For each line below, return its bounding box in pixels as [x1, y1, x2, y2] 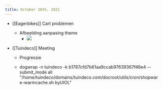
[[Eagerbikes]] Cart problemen [12, 20, 74, 26]
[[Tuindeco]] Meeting [12, 45, 55, 51]
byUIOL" [55, 79, 72, 85]
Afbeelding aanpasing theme [19, 30, 78, 36]
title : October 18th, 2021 [5, 7, 60, 12]
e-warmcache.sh [19, 79, 54, 85]
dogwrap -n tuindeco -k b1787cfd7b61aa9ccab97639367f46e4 [19, 64, 146, 70]
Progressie [19, 54, 41, 60]
